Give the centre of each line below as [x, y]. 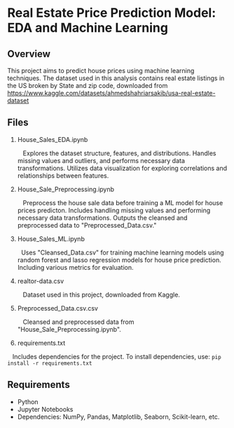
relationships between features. [63, 175]
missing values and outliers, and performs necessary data [101, 160]
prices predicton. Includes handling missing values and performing [114, 210]
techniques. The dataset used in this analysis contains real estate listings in [116, 78]
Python [28, 401]
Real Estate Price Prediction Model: [111, 13]
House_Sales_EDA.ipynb [53, 139]
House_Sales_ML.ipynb [51, 239]
